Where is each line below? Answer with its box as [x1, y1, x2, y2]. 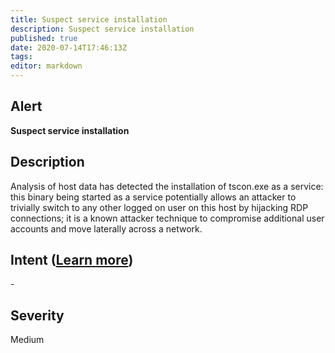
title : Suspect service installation [10, 14, 168, 25]
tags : [10, 52, 33, 62]
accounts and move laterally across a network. [10, 222, 203, 235]
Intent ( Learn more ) [10, 252, 134, 269]
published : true [10, 33, 78, 43]
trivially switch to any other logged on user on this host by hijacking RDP [10, 201, 309, 213]
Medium [10, 334, 45, 346]
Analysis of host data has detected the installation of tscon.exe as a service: [10, 180, 324, 192]
